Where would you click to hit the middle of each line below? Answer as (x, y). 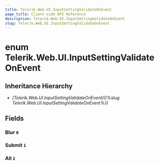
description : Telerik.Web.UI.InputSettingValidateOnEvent (65, 19)
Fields (15, 118)
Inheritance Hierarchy (39, 86)
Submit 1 (16, 145)
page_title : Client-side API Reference (45, 14)
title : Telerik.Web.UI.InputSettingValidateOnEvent (58, 10)
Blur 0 (12, 132)
